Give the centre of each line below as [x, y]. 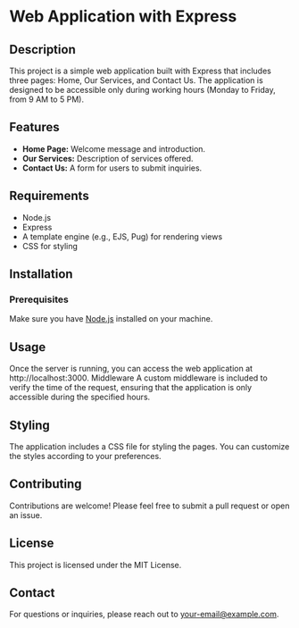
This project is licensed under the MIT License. [96, 565]
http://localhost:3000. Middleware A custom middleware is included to [138, 378]
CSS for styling [50, 246]
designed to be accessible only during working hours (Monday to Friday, [143, 90]
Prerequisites [39, 299]
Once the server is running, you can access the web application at [131, 369]
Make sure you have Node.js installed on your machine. [111, 319]
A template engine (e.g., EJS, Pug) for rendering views [122, 236]
